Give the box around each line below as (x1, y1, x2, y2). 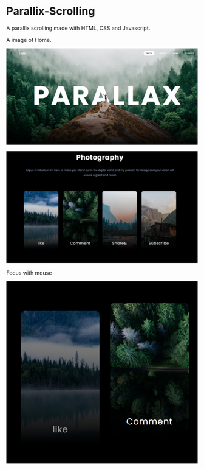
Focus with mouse (6, 269, 52, 276)
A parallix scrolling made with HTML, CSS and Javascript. (6, 24, 151, 32)
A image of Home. (6, 36, 52, 43)
